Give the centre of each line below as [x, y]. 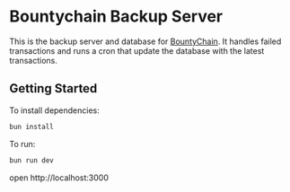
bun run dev [31, 160]
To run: [22, 144]
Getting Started [53, 88]
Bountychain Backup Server [116, 17]
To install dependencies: [55, 110]
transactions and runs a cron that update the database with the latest [137, 50]
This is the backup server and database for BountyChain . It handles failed [145, 41]
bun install [31, 127]
